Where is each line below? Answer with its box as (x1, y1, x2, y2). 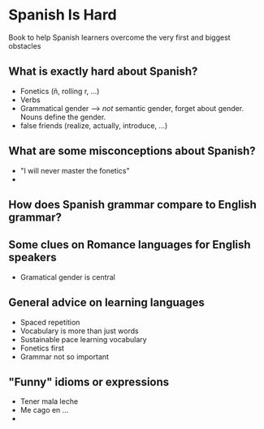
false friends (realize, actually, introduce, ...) (19, 120, 168, 131)
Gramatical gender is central (19, 272, 116, 281)
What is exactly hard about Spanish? (8, 65, 198, 79)
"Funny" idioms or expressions (8, 375, 170, 388)
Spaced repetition (19, 317, 80, 327)
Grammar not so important (19, 351, 110, 362)
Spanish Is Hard (8, 6, 117, 24)
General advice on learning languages (8, 296, 206, 310)
